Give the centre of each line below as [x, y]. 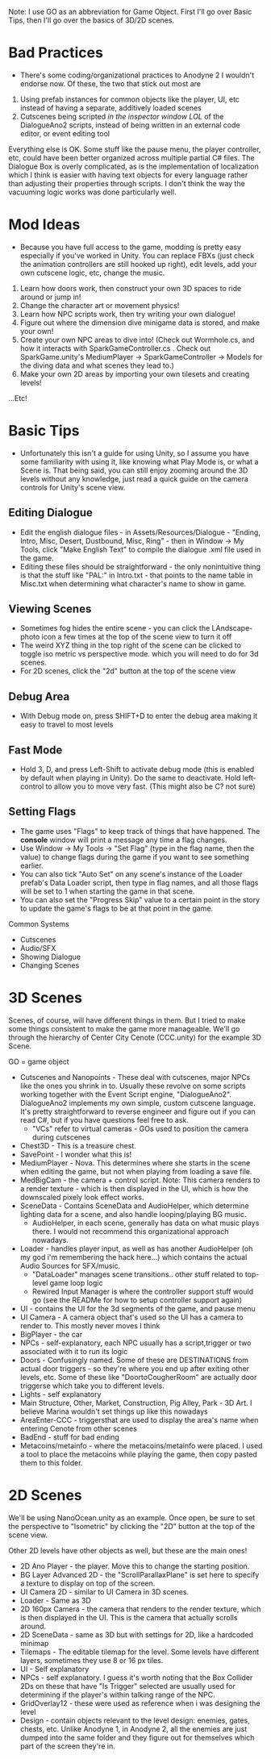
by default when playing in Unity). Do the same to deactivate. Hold [130, 778]
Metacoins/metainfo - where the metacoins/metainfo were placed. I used [141, 1445]
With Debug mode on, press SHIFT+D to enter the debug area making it [139, 716]
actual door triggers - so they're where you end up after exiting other [135, 1368]
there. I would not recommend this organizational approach [130, 1231]
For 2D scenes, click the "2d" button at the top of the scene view [128, 671]
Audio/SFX [38, 948]
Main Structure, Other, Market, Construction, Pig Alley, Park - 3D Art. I [136, 1403]
